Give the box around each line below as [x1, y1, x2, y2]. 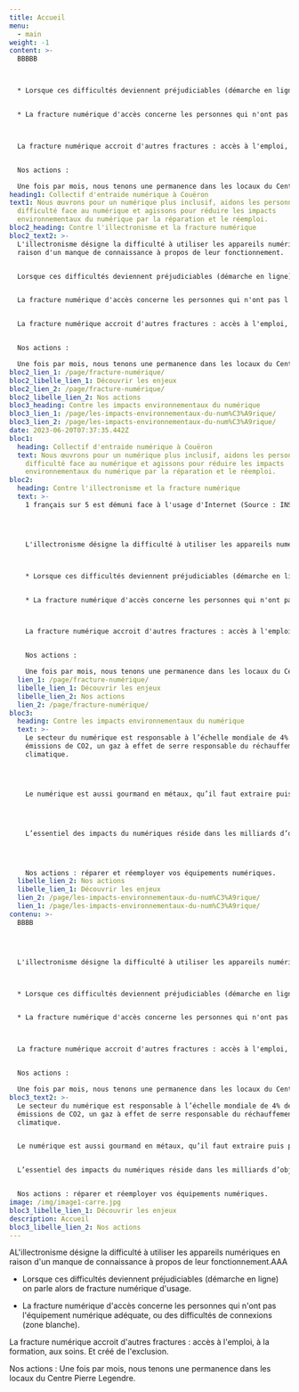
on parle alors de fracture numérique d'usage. [21, 1283, 191, 1294]
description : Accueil [9, 1214, 90, 1224]
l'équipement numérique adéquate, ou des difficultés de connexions [21, 1310, 273, 1321]
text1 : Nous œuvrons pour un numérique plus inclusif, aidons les [9, 198, 261, 208]
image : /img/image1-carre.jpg [9, 1198, 122, 1207]
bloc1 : [9, 434, 34, 443]
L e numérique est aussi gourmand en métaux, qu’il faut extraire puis [17, 1142, 285, 1150]
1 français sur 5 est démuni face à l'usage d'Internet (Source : [25, 500, 277, 509]
